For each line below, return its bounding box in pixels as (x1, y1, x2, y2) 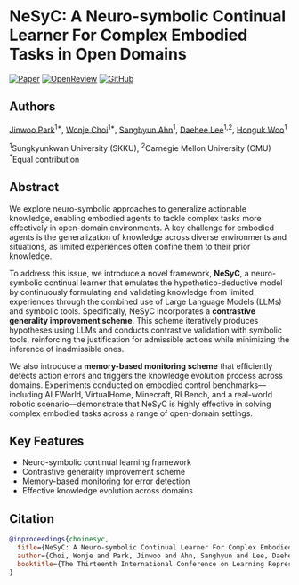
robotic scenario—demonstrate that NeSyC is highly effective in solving (9, 398, 271, 409)
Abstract (9, 180, 60, 195)
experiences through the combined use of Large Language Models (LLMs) (9, 296, 282, 307)
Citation (9, 511, 55, 526)
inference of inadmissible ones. (9, 343, 125, 354)
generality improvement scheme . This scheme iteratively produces (9, 315, 259, 325)
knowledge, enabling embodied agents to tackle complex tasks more (9, 212, 262, 223)
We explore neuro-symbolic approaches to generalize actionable (9, 203, 247, 214)
